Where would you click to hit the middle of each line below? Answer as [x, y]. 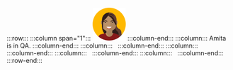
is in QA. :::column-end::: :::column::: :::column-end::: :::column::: [102, 45]
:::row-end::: [25, 61]
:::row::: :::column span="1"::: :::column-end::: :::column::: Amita [116, 38]
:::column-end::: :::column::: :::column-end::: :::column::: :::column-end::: [115, 53]
